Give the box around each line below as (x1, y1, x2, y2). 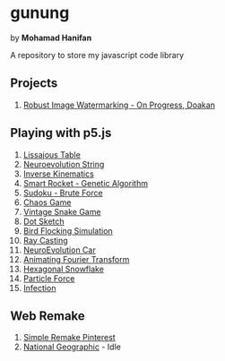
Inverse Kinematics (22, 168, 95, 179)
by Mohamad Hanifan (10, 32, 92, 43)
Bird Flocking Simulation (22, 225, 113, 236)
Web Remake (10, 308, 86, 323)
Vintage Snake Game (22, 206, 101, 217)
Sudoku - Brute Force (22, 187, 103, 198)
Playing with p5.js (10, 125, 112, 141)
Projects (10, 75, 58, 91)
